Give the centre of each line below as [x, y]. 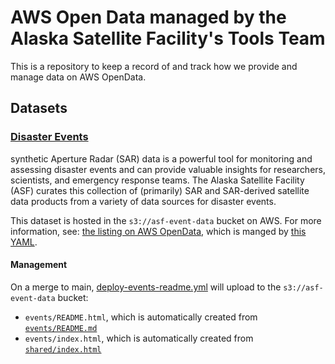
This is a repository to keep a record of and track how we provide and [154, 66]
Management [39, 265]
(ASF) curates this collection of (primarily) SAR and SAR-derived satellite [160, 190]
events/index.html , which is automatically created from [139, 338]
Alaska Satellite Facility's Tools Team [168, 38]
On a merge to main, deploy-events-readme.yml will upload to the [146, 287]
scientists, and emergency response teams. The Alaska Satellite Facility [157, 180]
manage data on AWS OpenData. [78, 77]
